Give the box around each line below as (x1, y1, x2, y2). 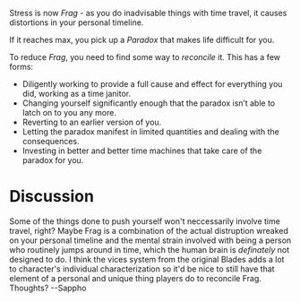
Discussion (9, 186, 94, 207)
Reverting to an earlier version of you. (21, 116, 162, 127)
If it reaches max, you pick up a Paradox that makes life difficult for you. (9, 35, 275, 45)
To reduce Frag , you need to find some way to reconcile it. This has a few (9, 52, 280, 62)
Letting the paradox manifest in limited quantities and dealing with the (21, 126, 279, 137)
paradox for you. (21, 155, 84, 165)
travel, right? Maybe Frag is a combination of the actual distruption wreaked (9, 225, 288, 236)
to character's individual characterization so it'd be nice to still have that (9, 263, 275, 274)
